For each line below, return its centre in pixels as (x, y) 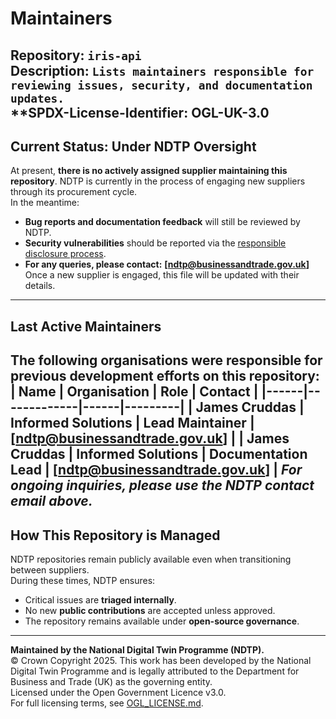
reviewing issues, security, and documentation (161, 85)
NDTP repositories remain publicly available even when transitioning (151, 559)
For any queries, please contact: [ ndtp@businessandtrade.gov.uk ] (167, 264)
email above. (51, 501)
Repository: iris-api (76, 55)
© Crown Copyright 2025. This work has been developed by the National (161, 660)
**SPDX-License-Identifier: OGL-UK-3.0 (140, 112)
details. (40, 286)
